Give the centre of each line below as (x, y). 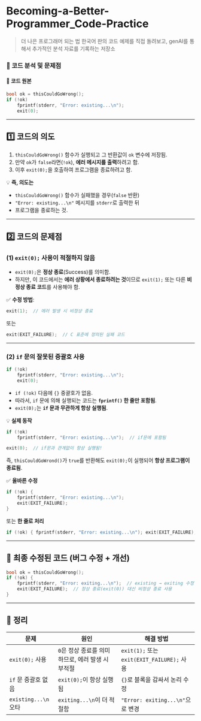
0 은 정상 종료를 (77, 650)
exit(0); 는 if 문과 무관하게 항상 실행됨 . (61, 408)
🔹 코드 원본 (19, 81)
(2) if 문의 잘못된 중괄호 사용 (45, 357)
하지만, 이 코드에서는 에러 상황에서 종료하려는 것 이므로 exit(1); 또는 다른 (100, 279)
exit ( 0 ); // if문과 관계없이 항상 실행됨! (54, 448)
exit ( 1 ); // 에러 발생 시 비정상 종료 (50, 311)
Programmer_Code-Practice (77, 24)
